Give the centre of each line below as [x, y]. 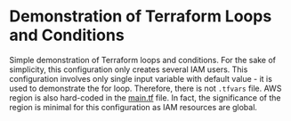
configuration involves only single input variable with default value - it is [141, 78]
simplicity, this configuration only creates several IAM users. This [129, 69]
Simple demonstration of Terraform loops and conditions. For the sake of [143, 60]
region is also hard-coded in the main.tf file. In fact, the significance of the [145, 97]
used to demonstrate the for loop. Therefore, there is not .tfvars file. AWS [145, 88]
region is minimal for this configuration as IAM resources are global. [133, 107]
